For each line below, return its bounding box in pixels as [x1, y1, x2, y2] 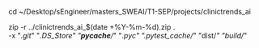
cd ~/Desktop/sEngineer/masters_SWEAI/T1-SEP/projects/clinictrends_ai [8, 7, 252, 16]
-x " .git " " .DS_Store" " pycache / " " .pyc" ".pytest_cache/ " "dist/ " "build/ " [8, 31, 248, 40]
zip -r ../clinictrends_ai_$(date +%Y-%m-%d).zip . [8, 22, 176, 31]
